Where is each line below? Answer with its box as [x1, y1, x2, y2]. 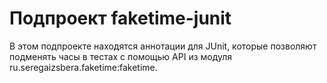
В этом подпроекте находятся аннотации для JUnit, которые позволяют [9, 40, 317, 52]
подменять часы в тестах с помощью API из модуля [9, 50, 233, 62]
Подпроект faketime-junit [9, 7, 232, 30]
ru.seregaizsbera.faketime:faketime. [9, 61, 158, 73]
